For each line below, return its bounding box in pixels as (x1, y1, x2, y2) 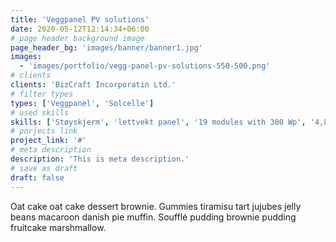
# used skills (10, 107, 70, 118)
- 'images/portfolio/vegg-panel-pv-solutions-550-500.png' (19, 61, 271, 71)
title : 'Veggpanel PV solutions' (10, 14, 150, 25)
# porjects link (10, 126, 78, 136)
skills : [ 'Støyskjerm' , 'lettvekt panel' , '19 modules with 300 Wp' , (10, 117, 307, 127)
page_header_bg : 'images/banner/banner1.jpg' (10, 42, 203, 53)
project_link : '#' (10, 136, 87, 146)
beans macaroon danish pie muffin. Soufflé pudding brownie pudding (10, 211, 297, 223)
